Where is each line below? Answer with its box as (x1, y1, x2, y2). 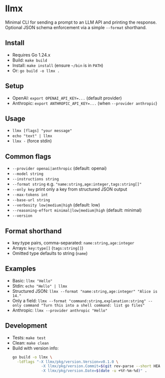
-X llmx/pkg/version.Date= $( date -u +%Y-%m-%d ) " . (41, 368, 147, 374)
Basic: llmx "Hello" (12, 277, 53, 283)
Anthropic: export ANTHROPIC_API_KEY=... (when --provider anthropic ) (12, 100, 158, 106)
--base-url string (12, 198, 50, 203)
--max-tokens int (12, 193, 48, 198)
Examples (5, 265, 36, 273)
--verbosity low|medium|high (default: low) (12, 202, 100, 208)
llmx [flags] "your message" (12, 129, 72, 134)
